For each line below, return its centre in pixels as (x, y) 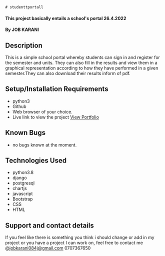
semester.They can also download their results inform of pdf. (68, 73)
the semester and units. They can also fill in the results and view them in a (81, 63)
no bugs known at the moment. (44, 144)
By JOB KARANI (22, 29)
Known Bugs (25, 133)
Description (24, 45)
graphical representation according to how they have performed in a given (82, 68)
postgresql (23, 183)
